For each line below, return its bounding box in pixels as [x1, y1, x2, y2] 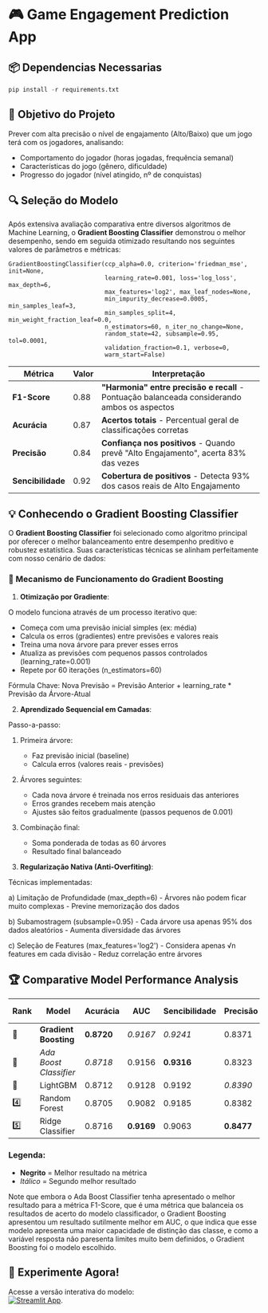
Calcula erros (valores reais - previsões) [31, 759, 164, 769]
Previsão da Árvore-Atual [8, 689, 91, 698]
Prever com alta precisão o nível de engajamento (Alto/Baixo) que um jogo [8, 128, 253, 139]
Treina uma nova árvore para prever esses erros [19, 639, 179, 649]
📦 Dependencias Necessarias [8, 61, 162, 74]
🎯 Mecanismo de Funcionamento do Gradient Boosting [8, 574, 224, 585]
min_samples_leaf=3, [8, 301, 77, 310]
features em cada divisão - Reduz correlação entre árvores [8, 949, 203, 958]
